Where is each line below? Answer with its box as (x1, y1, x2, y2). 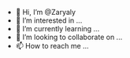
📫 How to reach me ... (15, 42, 89, 50)
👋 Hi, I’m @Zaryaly (15, 8, 76, 16)
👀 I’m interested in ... (15, 16, 83, 25)
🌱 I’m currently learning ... (15, 24, 100, 33)
